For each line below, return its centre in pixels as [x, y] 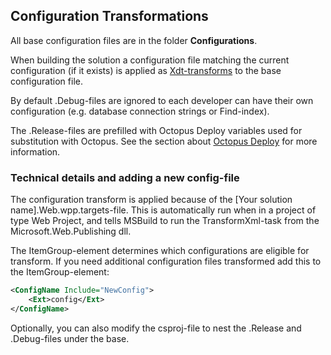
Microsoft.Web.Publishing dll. [71, 231]
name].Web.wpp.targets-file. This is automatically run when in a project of [163, 210]
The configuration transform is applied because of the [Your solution [151, 200]
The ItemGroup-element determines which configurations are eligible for [160, 251]
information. [35, 151]
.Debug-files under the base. [70, 338]
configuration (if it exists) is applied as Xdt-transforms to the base [146, 70]
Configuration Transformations [109, 16]
